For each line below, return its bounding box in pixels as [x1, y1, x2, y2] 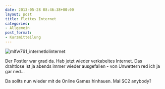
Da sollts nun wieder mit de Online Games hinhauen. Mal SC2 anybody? [5, 78, 152, 84]
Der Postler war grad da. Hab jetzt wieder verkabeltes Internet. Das [5, 58, 143, 64]
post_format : [5, 30, 32, 35]
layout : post [5, 12, 32, 17]
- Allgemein [5, 26, 30, 31]
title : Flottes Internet [5, 16, 56, 21]
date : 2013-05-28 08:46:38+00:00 [5, 7, 74, 12]
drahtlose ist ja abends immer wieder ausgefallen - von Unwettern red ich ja [5, 63, 160, 69]
